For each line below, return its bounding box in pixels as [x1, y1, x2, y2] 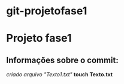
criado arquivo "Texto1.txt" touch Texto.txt [6, 71, 113, 78]
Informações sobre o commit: [6, 55, 119, 65]
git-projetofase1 [6, 4, 87, 18]
